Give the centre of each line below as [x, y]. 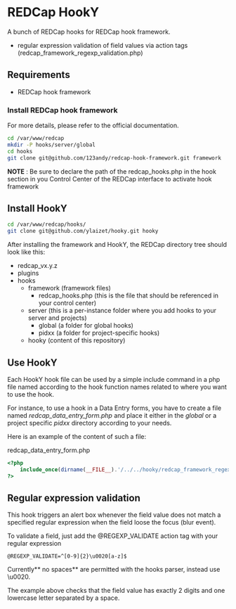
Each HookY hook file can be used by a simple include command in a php [114, 379]
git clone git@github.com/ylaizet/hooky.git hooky [83, 231]
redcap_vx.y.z [37, 266]
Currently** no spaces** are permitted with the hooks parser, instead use [114, 570]
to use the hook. [31, 394]
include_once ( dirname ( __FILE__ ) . [69, 469]
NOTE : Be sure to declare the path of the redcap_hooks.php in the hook [112, 171]
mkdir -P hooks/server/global [52, 145]
